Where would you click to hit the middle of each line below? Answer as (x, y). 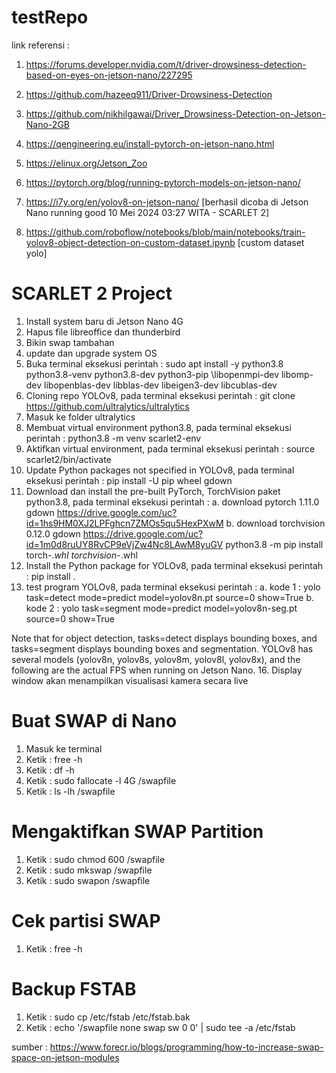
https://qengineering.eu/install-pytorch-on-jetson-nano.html (150, 143)
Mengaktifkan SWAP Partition (137, 832)
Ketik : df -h (50, 770)
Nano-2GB (47, 124)
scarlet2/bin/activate (68, 459)
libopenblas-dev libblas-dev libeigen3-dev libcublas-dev (161, 385)
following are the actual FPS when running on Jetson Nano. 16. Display (157, 670)
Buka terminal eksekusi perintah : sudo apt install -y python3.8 (154, 363)
